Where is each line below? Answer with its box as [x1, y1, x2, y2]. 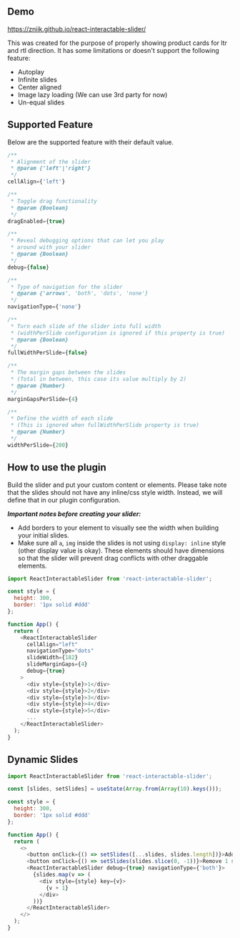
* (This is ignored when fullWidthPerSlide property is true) [10, 422, 200, 429]
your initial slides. [17, 530, 69, 539]
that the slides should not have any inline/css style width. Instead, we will [7, 488, 223, 496]
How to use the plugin [7, 461, 107, 474]
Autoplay [17, 67, 45, 76]
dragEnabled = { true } [7, 217, 66, 224]
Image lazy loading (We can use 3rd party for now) [17, 90, 168, 99]
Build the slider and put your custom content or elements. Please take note [7, 480, 227, 489]
